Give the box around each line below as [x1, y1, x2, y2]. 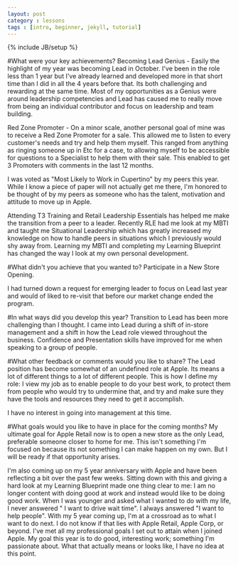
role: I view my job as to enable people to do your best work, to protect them [7, 380, 231, 388]
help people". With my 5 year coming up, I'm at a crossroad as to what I [7, 512, 217, 520]
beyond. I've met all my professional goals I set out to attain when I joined [7, 527, 222, 535]
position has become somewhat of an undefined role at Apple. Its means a [7, 365, 225, 373]
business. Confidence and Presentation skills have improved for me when [7, 335, 222, 345]
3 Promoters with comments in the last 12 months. [7, 161, 154, 170]
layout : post [7, 10, 46, 18]
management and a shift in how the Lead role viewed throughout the [7, 328, 207, 337]
